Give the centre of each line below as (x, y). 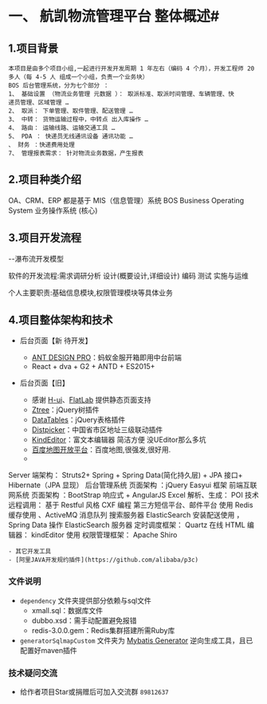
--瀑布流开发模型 (36, 258)
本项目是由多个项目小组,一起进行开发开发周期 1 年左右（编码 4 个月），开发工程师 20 (132, 69)
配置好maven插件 (48, 650)
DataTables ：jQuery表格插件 (79, 420)
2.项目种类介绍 (45, 180)
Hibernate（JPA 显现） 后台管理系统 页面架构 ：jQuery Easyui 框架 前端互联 (133, 485)
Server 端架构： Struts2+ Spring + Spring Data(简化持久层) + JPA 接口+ (126, 475)
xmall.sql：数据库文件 (67, 610)
